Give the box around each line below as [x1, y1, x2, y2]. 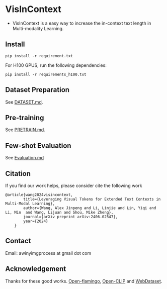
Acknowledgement [5, 265, 66, 273]
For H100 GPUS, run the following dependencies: [5, 62, 107, 68]
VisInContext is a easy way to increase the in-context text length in [12, 20, 151, 26]
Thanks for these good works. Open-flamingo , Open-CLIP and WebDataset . [5, 278, 162, 284]
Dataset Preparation [5, 85, 69, 94]
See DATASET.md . [5, 99, 43, 105]
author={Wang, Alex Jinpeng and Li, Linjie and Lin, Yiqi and [23, 206, 156, 211]
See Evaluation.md [5, 155, 44, 161]
